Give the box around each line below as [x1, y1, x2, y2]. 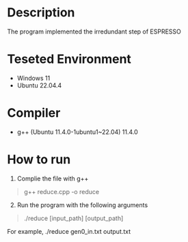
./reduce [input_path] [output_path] [23, 214, 124, 222]
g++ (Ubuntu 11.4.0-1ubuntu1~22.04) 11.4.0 [16, 128, 138, 136]
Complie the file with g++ [16, 174, 89, 183]
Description [7, 5, 75, 21]
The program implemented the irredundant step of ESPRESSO [7, 27, 181, 36]
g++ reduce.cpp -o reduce [23, 187, 100, 196]
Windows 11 [16, 74, 51, 82]
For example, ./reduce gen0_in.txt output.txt [7, 227, 131, 235]
